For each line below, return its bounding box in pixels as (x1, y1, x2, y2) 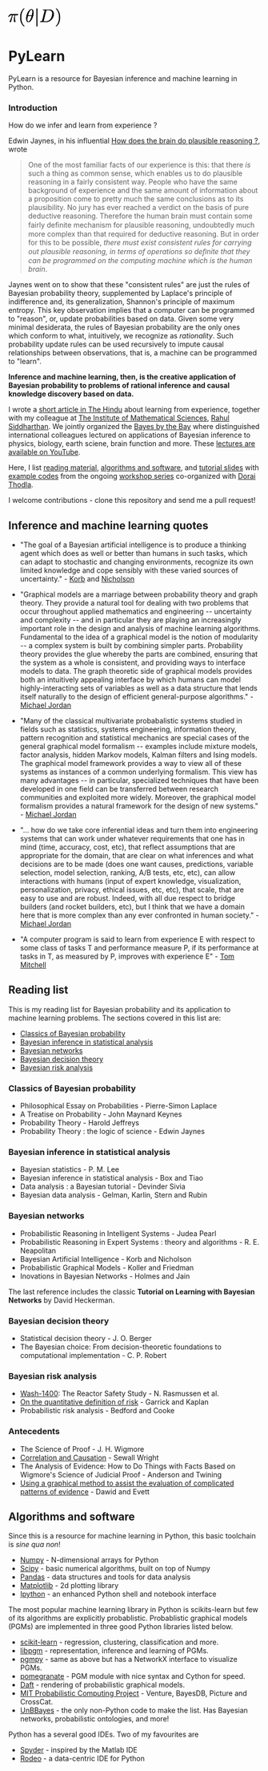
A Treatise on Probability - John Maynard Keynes (19, 1109, 182, 1119)
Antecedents (8, 1426, 60, 1437)
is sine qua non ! (8, 1540, 62, 1550)
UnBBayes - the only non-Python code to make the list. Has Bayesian (19, 1705, 248, 1716)
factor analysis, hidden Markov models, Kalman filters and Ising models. (19, 750, 258, 760)
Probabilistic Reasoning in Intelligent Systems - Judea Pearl (19, 1228, 217, 1238)
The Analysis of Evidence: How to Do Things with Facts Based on (19, 1461, 236, 1471)
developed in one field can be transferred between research (19, 784, 218, 794)
